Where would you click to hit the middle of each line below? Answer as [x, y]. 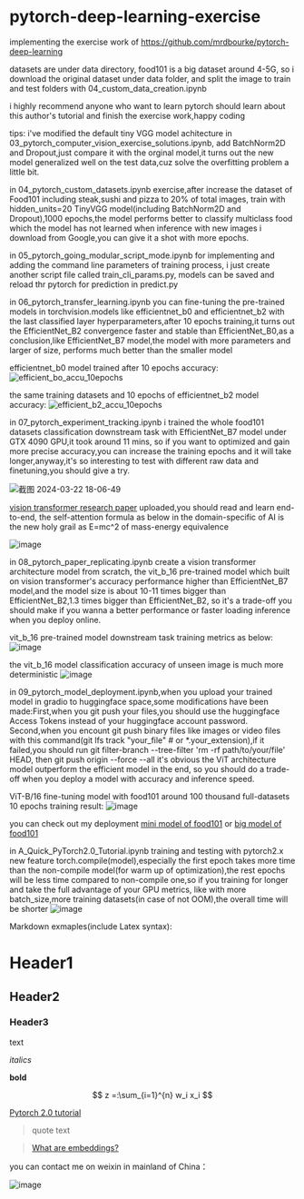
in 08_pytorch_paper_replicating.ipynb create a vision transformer [133, 561]
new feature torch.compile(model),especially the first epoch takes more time [152, 860]
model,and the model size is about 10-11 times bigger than [118, 590]
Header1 [41, 963]
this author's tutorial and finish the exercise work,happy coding [127, 115]
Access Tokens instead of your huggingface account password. [128, 720]
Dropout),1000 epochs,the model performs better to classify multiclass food [151, 218]
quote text [51, 1130]
